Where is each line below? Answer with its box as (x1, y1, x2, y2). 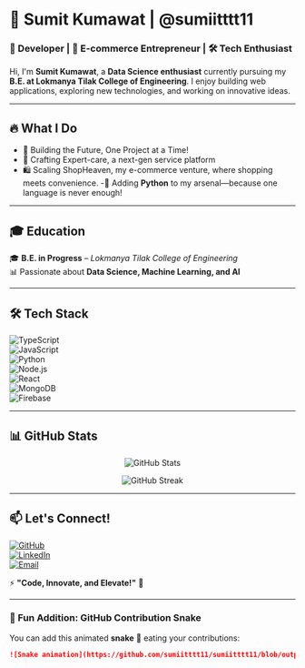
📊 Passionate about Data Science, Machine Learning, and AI (9, 267, 241, 278)
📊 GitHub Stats (9, 429, 98, 444)
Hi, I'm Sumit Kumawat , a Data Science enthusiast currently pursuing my (9, 66, 287, 77)
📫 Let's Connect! (9, 511, 111, 527)
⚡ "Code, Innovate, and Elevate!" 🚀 (9, 577, 144, 588)
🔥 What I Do (9, 120, 78, 136)
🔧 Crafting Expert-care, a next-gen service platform (22, 155, 216, 166)
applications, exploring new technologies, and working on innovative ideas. (9, 86, 290, 96)
